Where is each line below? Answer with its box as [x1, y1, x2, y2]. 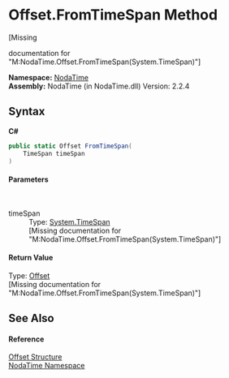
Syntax [8, 105, 45, 118]
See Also [8, 311, 54, 325]
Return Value [8, 253, 54, 263]
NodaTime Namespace [8, 361, 85, 371]
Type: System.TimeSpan [28, 217, 111, 226]
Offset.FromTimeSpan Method [8, 6, 218, 24]
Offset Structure [8, 352, 63, 362]
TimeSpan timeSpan [23, 149, 85, 157]
